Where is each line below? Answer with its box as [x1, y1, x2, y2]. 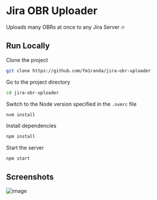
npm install [6, 134, 35, 140]
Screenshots [6, 172, 54, 182]
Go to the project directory [6, 78, 71, 86]
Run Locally [6, 41, 50, 51]
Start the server [6, 144, 44, 151]
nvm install [6, 111, 35, 118]
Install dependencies [6, 122, 57, 130]
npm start [6, 155, 31, 162]
